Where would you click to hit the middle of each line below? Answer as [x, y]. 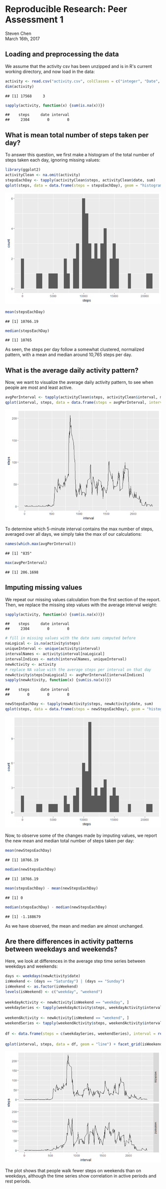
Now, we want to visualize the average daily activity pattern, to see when [79, 382]
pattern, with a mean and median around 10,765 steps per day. [69, 355]
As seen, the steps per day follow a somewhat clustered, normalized [75, 349]
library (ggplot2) [23, 170]
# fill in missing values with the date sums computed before [70, 638]
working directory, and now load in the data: [50, 71]
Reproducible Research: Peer [66, 9]
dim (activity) [20, 86]
